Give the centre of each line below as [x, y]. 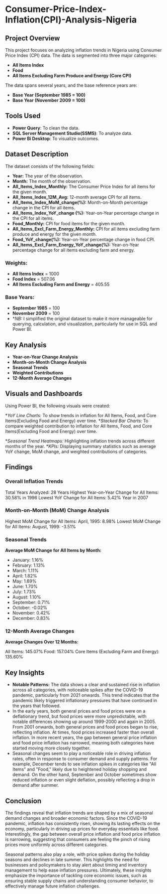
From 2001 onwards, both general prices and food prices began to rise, [85, 727]
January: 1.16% [28, 560]
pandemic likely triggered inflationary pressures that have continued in [85, 701]
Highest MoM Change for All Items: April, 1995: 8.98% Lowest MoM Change [83, 521]
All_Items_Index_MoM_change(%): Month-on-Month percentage [80, 202]
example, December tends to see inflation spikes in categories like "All [84, 764]
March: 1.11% [25, 571]
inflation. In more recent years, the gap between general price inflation [84, 738]
